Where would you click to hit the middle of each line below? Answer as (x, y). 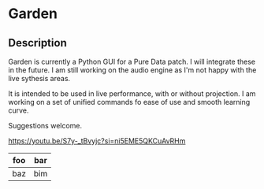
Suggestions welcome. (45, 126)
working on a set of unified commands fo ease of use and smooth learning (129, 102)
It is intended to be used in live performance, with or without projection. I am (132, 94)
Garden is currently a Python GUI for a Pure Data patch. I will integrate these (132, 61)
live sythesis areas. (39, 78)
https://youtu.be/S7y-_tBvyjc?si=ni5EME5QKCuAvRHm (97, 141)
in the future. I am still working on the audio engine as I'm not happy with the (132, 70)
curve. (19, 110)
